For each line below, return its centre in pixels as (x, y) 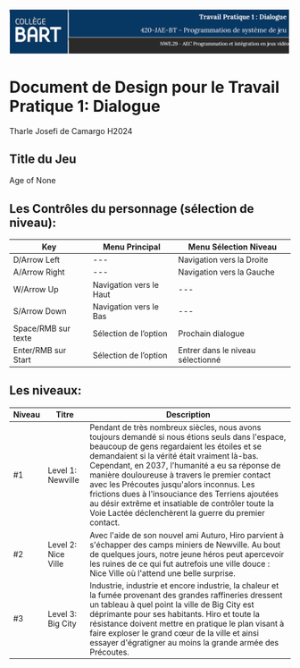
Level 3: (62, 613)
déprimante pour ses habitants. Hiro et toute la (175, 613)
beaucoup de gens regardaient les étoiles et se (175, 446)
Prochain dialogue (212, 333)
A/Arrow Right (39, 272)
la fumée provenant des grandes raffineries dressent (186, 595)
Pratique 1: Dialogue (85, 106)
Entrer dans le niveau (217, 351)
